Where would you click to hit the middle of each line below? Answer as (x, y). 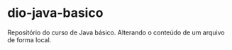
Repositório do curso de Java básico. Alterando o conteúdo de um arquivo (116, 32)
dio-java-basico (55, 13)
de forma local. (29, 39)
